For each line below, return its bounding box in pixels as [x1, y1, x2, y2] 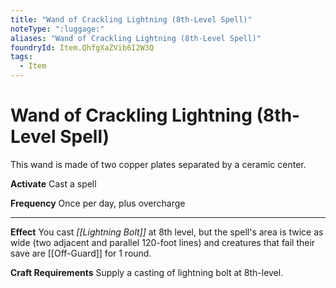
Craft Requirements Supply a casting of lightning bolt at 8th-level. [10, 266, 284, 278]
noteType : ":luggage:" [10, 24, 105, 34]
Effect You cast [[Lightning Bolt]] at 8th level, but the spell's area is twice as [10, 226, 324, 238]
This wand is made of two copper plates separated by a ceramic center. [10, 158, 307, 170]
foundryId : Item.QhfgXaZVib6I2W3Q [10, 42, 155, 53]
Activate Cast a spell [10, 177, 97, 190]
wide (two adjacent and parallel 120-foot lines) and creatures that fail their [10, 236, 316, 248]
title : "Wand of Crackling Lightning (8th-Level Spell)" [10, 14, 253, 25]
